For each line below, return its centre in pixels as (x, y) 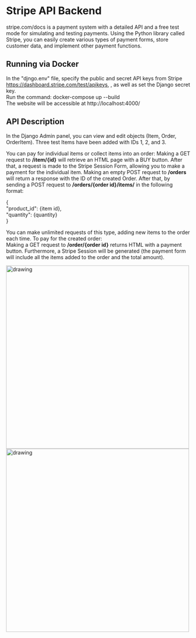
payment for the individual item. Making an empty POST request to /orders (96, 172)
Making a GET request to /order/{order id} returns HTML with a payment (94, 245)
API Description (35, 122)
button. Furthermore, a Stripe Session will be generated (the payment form (96, 251)
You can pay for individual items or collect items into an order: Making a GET (98, 153)
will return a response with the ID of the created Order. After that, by (88, 178)
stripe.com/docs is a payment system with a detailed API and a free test (93, 27)
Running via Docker (42, 64)
